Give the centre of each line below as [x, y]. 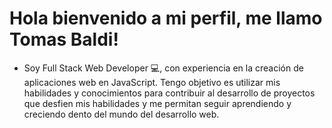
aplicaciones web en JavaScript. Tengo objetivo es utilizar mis [152, 82]
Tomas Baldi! [64, 39]
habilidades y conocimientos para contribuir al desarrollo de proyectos [169, 93]
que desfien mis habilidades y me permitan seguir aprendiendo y [157, 103]
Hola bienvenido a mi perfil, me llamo [166, 18]
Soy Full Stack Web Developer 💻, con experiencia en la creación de [163, 68]
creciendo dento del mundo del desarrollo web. [121, 114]
